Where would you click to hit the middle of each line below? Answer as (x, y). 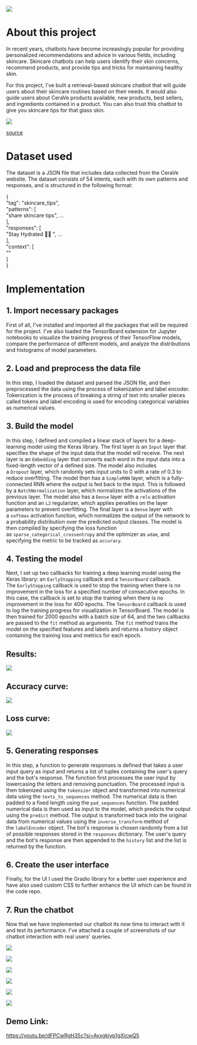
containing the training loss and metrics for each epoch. (74, 635)
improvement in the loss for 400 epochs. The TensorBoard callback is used (96, 604)
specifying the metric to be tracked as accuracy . (64, 540)
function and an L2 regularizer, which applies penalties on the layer (87, 502)
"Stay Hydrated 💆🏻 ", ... (34, 234)
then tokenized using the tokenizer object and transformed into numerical (96, 790)
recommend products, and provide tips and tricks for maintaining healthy (94, 67)
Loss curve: (28, 719)
